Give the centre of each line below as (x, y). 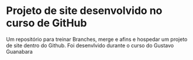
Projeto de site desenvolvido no (84, 11)
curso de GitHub (46, 23)
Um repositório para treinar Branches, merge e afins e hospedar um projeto (97, 39)
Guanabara (20, 51)
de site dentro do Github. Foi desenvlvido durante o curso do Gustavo (90, 45)
